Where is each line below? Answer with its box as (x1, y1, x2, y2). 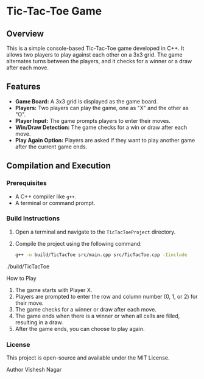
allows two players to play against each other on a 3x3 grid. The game (6, 51, 183, 58)
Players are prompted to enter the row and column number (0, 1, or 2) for (15, 293, 198, 300)
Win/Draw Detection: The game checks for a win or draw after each (15, 123, 188, 131)
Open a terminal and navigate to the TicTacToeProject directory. (15, 228, 176, 235)
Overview (6, 29, 44, 39)
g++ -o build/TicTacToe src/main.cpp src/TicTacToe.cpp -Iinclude (15, 251, 188, 258)
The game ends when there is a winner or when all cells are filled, (15, 312, 180, 319)
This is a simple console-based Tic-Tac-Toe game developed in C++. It (6, 44, 185, 52)
